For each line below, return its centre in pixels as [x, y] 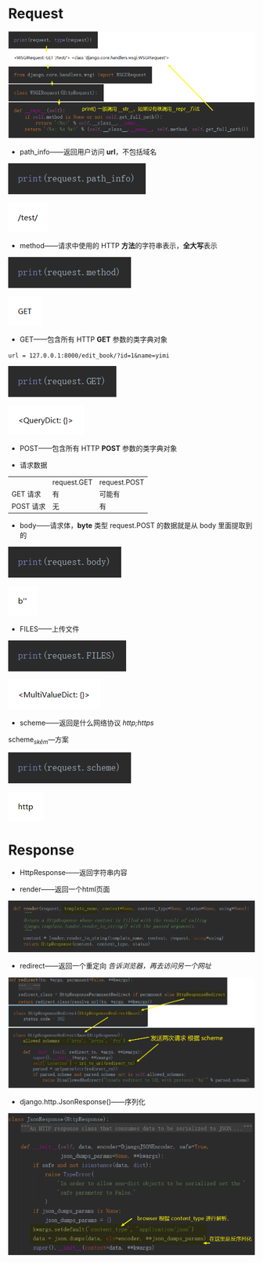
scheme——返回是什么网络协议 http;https [86, 723]
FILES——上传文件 [49, 628]
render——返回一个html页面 [65, 889]
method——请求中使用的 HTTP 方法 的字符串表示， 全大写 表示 [118, 245]
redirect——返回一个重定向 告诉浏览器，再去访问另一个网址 [115, 965]
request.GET [72, 482]
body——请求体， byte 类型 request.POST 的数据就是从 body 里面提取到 [136, 525]
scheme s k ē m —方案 [38, 740]
